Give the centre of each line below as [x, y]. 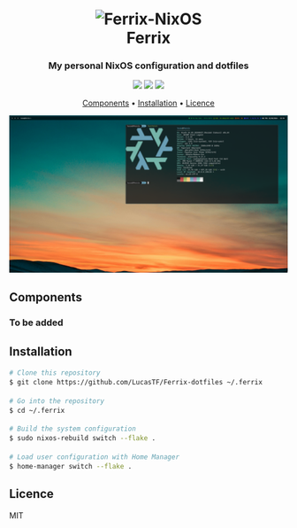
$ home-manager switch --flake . [71, 466]
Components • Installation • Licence [148, 103]
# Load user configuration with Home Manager [94, 457]
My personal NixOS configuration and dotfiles [148, 66]
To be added [36, 322]
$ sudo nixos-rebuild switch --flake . [83, 439]
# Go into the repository [57, 401]
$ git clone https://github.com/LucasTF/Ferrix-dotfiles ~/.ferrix [136, 382]
